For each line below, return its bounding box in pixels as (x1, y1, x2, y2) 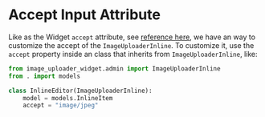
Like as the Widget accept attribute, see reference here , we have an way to (8, 32, 255, 42)
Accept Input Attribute (8, 6, 161, 24)
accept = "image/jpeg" (22, 102, 99, 110)
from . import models (8, 72, 81, 80)
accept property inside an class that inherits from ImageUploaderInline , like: (8, 49, 259, 58)
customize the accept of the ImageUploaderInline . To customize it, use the (8, 40, 255, 50)
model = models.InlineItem (22, 94, 113, 102)
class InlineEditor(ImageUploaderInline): (8, 87, 153, 95)
